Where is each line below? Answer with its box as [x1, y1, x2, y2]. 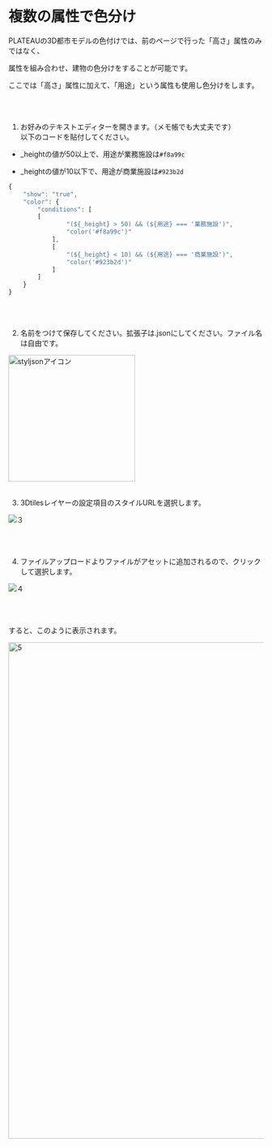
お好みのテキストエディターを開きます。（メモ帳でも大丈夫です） [19, 122, 236, 131]
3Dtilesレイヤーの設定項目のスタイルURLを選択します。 [19, 498, 206, 507]
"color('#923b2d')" [66, 258, 132, 266]
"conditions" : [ [37, 205, 92, 213]
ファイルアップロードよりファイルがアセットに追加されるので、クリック [19, 557, 261, 567]
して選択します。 [19, 567, 77, 576]
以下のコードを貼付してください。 [19, 131, 134, 142]
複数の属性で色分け [8, 7, 137, 26]
